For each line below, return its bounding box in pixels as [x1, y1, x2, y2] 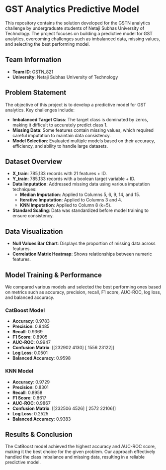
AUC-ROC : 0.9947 [12, 339, 51, 345]
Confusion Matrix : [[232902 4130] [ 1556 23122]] [12, 345, 115, 351]
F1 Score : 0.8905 [12, 334, 48, 340]
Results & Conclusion [5, 430, 73, 439]
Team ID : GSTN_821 [12, 69, 54, 75]
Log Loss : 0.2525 [12, 410, 49, 416]
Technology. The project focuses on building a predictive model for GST [5, 30, 153, 36]
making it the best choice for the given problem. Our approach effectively [5, 449, 156, 455]
